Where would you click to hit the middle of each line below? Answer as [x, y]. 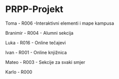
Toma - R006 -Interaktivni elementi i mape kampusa [60, 23]
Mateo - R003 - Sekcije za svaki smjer [45, 62]
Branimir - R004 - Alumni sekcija [39, 33]
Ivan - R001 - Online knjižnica [36, 52]
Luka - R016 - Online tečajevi [36, 43]
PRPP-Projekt [34, 9]
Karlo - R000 [19, 72]
